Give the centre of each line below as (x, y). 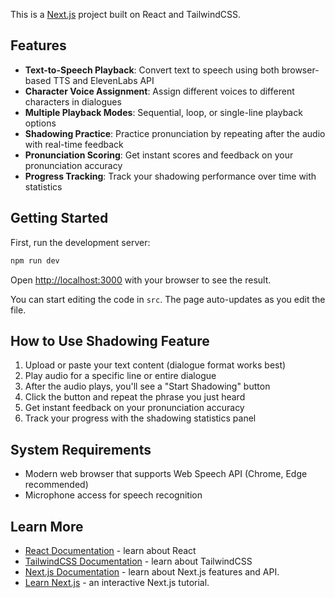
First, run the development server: (80, 242)
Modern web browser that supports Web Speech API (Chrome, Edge (166, 474)
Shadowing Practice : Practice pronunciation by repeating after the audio (175, 133)
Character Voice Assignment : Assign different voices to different (159, 91)
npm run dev (35, 260)
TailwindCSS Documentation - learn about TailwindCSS (138, 561)
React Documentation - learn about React (110, 550)
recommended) (56, 485)
